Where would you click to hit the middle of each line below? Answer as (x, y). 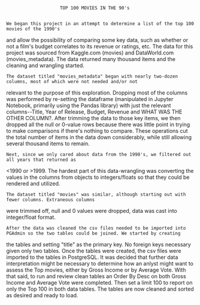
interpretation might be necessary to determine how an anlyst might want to (100, 263)
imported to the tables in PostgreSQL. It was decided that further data (92, 257)
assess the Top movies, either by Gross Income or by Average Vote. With (96, 270)
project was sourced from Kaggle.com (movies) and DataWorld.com (90, 53)
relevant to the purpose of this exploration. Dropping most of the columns (97, 93)
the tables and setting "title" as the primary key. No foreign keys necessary (99, 244)
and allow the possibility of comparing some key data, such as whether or (97, 40)
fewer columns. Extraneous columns (51, 200)
